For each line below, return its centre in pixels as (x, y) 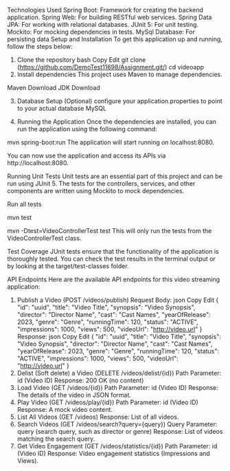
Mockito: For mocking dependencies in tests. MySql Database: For (101, 32)
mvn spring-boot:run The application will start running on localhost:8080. (111, 142)
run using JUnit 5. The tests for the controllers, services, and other (101, 184)
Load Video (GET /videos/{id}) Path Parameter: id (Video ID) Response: (117, 387)
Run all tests (24, 204)
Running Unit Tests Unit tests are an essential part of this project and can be (115, 176)
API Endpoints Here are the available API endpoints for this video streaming (114, 279)
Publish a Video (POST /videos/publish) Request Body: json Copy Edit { (118, 300)
